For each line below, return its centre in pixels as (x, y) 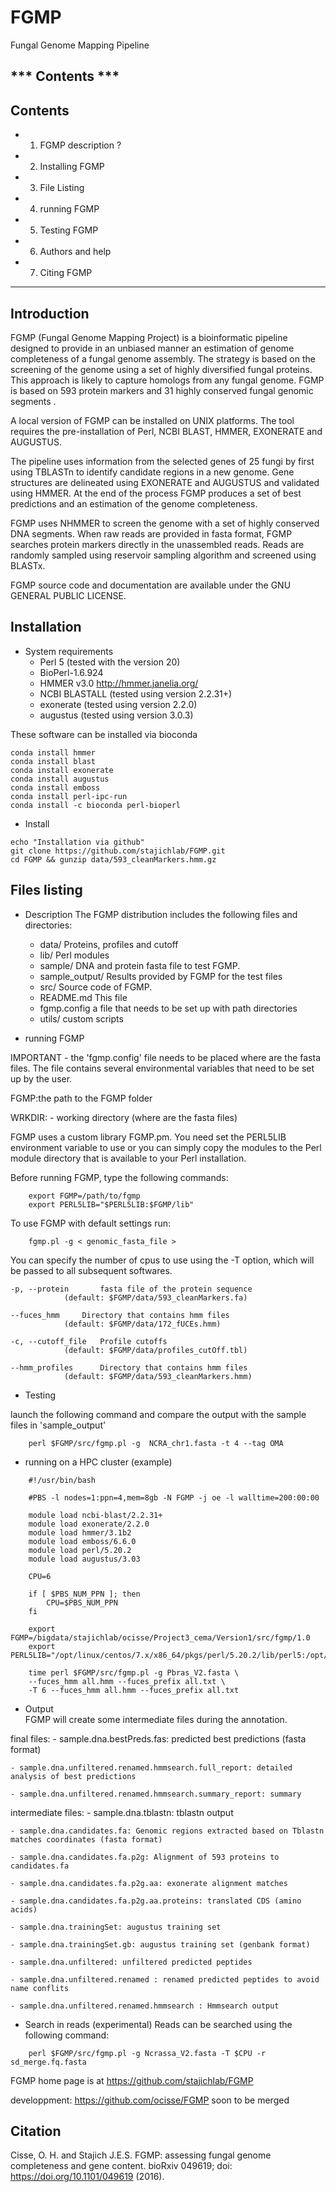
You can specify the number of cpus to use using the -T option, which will (162, 1260)
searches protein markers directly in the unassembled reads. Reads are (157, 544)
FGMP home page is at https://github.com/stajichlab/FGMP (132, 2080)
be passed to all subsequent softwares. (91, 1270)
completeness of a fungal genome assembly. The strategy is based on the (163, 358)
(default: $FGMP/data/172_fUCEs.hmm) (142, 1324)
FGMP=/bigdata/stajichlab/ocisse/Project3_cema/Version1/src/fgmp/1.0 (160, 1637)
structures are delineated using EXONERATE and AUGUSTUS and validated (165, 482)
